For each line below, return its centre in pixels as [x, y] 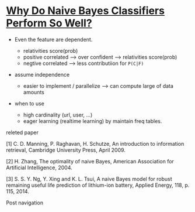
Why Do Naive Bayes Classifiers [86, 11]
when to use [29, 103]
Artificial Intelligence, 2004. [39, 167]
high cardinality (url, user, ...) [58, 115]
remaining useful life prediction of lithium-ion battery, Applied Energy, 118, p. [98, 185]
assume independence [42, 74]
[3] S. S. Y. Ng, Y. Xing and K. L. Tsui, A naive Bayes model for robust [89, 179]
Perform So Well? [49, 23]
